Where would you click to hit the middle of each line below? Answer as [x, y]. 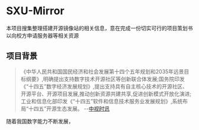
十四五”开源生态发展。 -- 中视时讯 [69, 109]
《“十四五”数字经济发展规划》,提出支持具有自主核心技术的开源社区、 [104, 86]
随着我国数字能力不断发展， [40, 121]
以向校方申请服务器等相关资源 [42, 35]
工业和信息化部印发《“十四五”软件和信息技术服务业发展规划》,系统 [102, 101]
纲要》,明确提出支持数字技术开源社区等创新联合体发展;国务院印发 [105, 79]
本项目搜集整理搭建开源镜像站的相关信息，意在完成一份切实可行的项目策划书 [99, 28]
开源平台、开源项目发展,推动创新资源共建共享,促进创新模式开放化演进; [106, 94]
